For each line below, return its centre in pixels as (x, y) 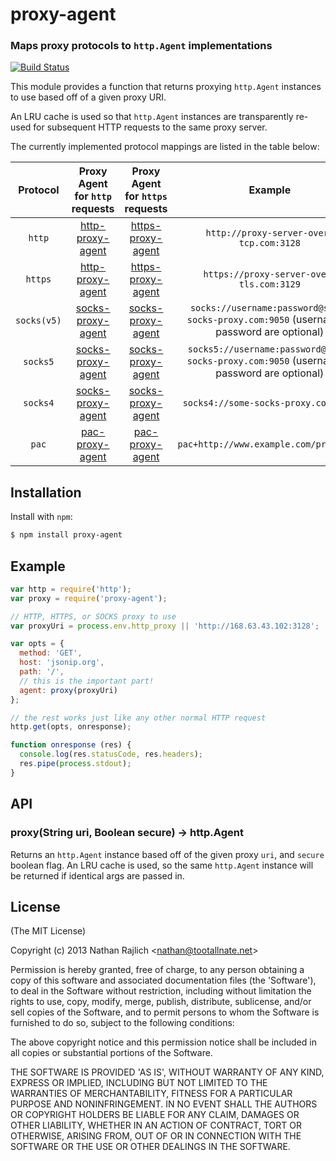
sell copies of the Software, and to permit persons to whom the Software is (165, 1012)
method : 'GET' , (51, 653)
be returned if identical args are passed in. (97, 875)
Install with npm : (41, 517)
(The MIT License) (48, 931)
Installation (46, 492)
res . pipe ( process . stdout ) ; (75, 764)
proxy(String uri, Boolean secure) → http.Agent (127, 833)
